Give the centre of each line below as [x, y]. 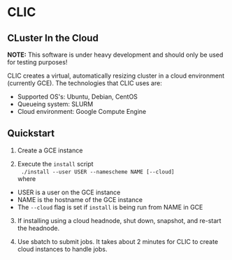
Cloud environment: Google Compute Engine [82, 111]
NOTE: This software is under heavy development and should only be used [115, 55]
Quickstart [31, 133]
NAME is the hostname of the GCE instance [80, 199]
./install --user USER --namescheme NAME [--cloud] [97, 172]
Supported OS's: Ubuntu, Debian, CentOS [78, 96]
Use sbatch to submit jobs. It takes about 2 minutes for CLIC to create [118, 241]
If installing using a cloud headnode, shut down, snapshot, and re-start [119, 220]
